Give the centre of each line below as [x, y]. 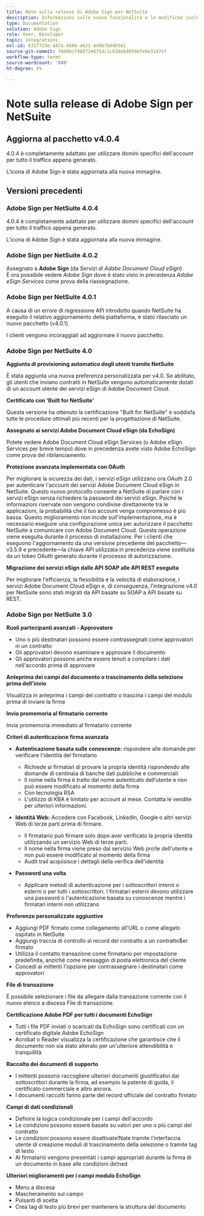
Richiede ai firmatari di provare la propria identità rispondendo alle [107, 767]
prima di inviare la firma [36, 702]
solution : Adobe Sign [34, 29]
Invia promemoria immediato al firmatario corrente [69, 725]
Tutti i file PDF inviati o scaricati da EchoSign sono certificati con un [100, 1027]
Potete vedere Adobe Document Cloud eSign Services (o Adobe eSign [94, 442]
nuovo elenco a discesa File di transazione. [60, 1003]
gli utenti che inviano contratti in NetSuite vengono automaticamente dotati [100, 382]
